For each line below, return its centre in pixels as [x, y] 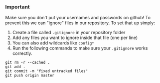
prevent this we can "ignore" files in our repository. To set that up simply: [80, 23]
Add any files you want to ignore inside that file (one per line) [75, 38]
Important [17, 7]
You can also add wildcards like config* [53, 43]
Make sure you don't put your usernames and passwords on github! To [78, 18]
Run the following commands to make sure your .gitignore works [80, 48]
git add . [15, 67]
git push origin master [30, 76]
